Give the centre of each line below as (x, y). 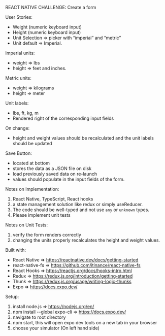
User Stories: (19, 17)
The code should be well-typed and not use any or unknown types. (81, 210)
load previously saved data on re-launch (55, 174)
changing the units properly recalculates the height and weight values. (86, 240)
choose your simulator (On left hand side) (56, 328)
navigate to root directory (39, 317)
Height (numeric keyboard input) (47, 32)
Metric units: (18, 78)
